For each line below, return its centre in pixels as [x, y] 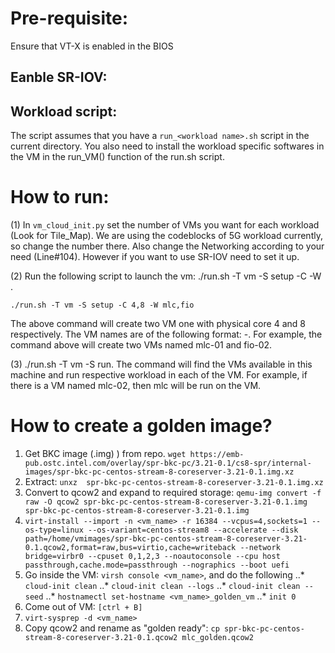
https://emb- [217, 455]
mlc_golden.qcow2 [217, 638]
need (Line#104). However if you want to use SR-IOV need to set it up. [155, 257]
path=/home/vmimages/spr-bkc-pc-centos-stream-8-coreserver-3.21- [166, 539]
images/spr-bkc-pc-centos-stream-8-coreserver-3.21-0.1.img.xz [159, 472]
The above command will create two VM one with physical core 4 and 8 [158, 324]
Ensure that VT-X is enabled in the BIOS [92, 46]
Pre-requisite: [69, 18]
